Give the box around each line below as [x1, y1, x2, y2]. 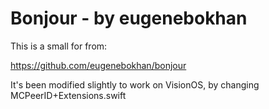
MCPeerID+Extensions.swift [10, 89, 127, 101]
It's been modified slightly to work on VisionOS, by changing [10, 78, 260, 91]
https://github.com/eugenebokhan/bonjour [10, 59, 187, 71]
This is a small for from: [10, 40, 108, 52]
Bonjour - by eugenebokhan [10, 7, 248, 30]
